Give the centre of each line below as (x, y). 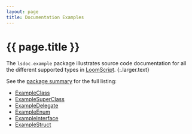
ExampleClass (32, 93)
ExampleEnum (33, 112)
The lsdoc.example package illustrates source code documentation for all (96, 63)
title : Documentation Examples (45, 17)
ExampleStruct (33, 125)
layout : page (22, 12)
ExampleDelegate (36, 106)
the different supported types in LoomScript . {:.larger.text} (78, 70)
